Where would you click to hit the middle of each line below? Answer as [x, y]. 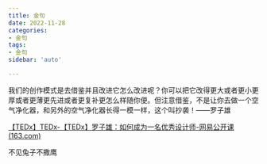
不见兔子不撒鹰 [33, 152]
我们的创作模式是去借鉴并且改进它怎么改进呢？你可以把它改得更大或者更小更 [133, 90]
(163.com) [25, 135]
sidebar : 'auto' [35, 60]
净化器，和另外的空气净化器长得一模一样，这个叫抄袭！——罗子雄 [123, 110]
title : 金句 [27, 15]
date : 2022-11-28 [37, 23]
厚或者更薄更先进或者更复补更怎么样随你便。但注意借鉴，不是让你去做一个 [130, 100]
